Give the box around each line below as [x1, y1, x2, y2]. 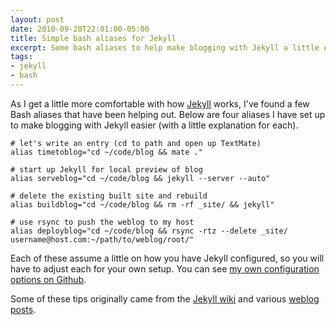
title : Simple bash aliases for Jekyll [10, 33, 177, 43]
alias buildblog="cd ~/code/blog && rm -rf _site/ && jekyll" [10, 199, 275, 210]
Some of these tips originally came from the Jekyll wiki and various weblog [10, 292, 320, 305]
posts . [10, 303, 37, 315]
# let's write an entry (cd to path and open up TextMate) [10, 138, 262, 148]
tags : [10, 52, 33, 62]
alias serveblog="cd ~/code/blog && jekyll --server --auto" [10, 173, 271, 183]
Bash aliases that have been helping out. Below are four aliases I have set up [10, 108, 326, 120]
